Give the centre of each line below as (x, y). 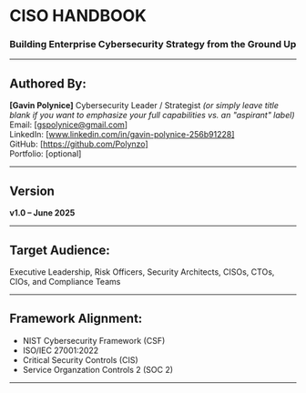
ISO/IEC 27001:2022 (61, 350)
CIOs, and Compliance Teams (65, 281)
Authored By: (48, 83)
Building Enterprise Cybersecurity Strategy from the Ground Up (153, 45)
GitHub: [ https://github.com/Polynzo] (79, 144)
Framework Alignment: (76, 319)
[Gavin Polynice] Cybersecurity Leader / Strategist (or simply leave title (144, 106)
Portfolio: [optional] (46, 154)
